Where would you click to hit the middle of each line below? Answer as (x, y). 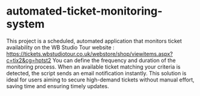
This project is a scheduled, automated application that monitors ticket (94, 41)
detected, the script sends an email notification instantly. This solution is (96, 73)
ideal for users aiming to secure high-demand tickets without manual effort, (101, 80)
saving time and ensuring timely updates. (58, 86)
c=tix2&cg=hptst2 (29, 60)
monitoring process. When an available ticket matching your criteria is (93, 67)
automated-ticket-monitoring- (84, 11)
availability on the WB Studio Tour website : (61, 47)
